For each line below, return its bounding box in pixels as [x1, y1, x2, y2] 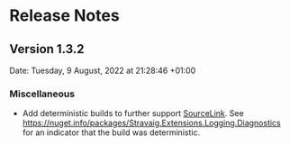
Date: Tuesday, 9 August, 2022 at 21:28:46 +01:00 [9, 65, 196, 76]
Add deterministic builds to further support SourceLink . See [22, 108, 245, 119]
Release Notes [9, 5, 120, 26]
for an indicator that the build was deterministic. [22, 127, 201, 138]
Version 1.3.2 [9, 41, 85, 57]
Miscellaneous [9, 87, 75, 100]
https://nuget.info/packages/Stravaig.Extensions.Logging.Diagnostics [22, 118, 281, 129]
